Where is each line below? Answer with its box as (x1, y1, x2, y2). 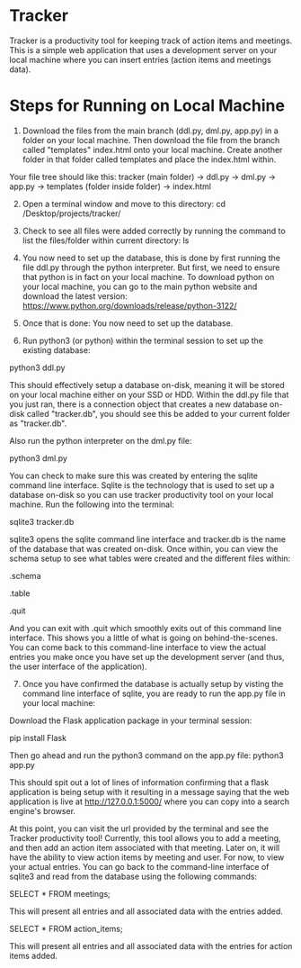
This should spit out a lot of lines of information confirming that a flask (9, 776, 270, 788)
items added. (9, 950, 58, 961)
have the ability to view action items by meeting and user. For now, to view (9, 852, 285, 863)
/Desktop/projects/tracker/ (22, 208, 121, 219)
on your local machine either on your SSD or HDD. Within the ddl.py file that (9, 389, 289, 400)
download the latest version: (22, 290, 128, 302)
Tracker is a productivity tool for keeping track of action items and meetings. (9, 35, 293, 46)
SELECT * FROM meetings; (9, 888, 111, 899)
